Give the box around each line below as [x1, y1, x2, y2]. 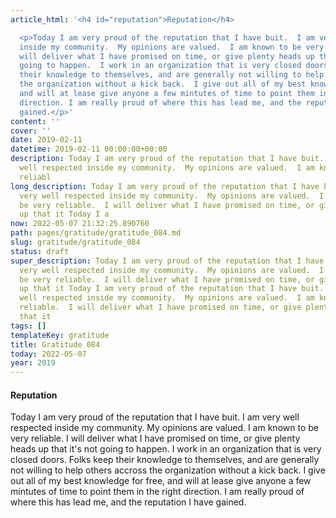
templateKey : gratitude [10, 330, 110, 340]
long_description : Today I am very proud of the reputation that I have [10, 181, 320, 191]
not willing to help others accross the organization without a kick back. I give [10, 464, 326, 476]
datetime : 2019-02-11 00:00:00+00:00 [10, 144, 168, 155]
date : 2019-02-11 [10, 135, 83, 145]
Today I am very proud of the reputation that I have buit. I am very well [10, 411, 300, 423]
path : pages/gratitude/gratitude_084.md [10, 228, 182, 238]
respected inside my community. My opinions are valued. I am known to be [10, 422, 319, 434]
